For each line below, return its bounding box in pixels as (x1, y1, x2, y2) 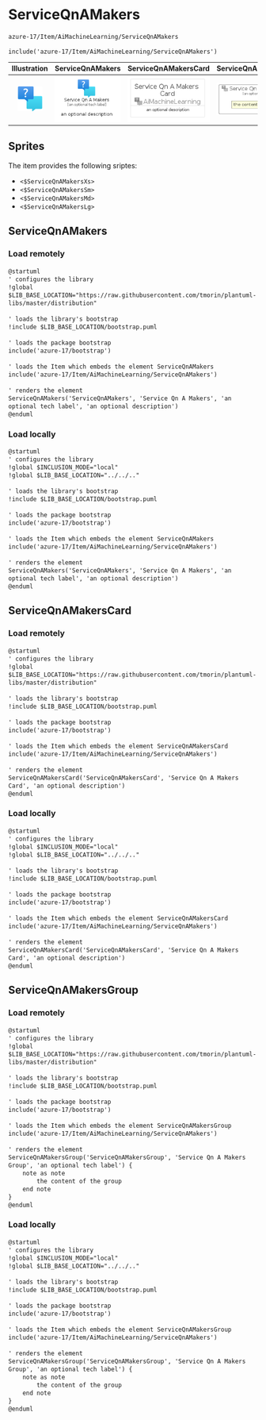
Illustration (11, 63, 49, 73)
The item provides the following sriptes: (8, 160, 138, 170)
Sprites (8, 140, 45, 153)
